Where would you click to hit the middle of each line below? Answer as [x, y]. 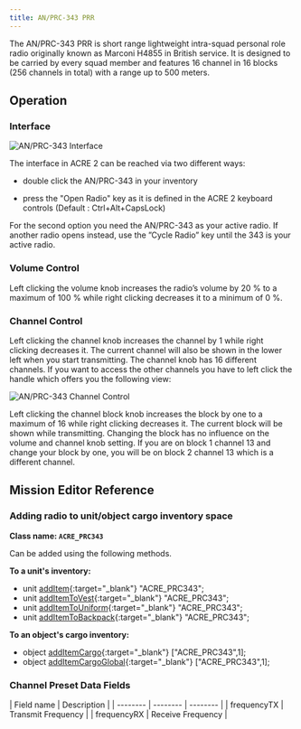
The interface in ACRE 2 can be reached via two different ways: [127, 164]
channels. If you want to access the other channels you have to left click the [151, 369]
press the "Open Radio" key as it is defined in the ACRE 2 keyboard [147, 199]
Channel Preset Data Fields [70, 685]
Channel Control [46, 321]
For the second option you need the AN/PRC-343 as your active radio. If [144, 226]
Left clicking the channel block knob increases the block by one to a [136, 414]
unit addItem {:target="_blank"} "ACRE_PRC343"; [113, 588]
